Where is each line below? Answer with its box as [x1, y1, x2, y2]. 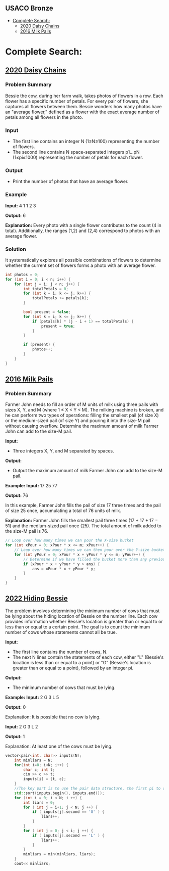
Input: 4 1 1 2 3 [5, 202, 36, 209]
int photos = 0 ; [5, 272, 39, 277]
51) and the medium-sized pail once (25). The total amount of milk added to [5, 523, 162, 529]
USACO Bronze [5, 4, 54, 13]
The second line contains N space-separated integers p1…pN [12, 149, 140, 155]
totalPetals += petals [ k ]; [32, 296, 89, 301]
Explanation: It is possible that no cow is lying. [5, 714, 101, 720]
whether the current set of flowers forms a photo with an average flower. [5, 262, 156, 268]
